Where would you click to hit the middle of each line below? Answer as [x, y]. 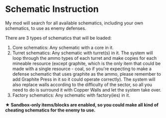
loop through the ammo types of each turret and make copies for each [84, 58]
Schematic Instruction [52, 9]
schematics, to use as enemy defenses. [46, 28]
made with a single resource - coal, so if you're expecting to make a [82, 69]
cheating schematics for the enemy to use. [50, 110]
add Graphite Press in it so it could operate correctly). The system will [84, 79]
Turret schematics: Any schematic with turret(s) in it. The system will [83, 53]
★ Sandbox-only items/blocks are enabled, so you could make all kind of [82, 105]
